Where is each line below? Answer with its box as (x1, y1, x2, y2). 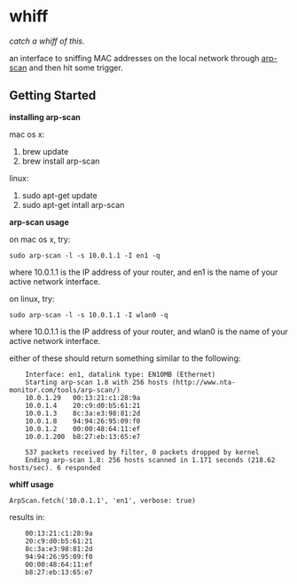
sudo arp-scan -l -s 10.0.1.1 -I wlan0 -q (9, 310, 168, 319)
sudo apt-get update (21, 189, 98, 201)
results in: (9, 511, 45, 522)
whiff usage (9, 478, 55, 490)
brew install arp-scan (21, 156, 100, 166)
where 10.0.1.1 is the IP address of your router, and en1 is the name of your (9, 267, 278, 277)
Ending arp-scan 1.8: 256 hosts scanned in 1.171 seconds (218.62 (25, 455, 276, 464)
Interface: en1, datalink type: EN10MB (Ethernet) (25, 370, 216, 379)
